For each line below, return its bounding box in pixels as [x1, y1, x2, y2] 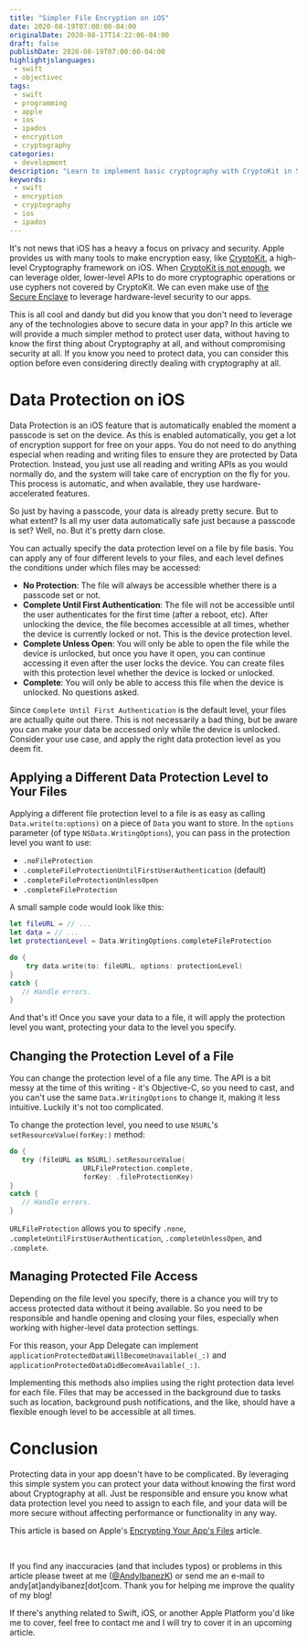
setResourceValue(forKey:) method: [9, 1129, 146, 1140]
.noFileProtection [22, 857, 93, 866]
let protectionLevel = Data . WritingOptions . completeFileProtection [9, 936, 272, 946]
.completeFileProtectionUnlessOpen [22, 876, 159, 885]
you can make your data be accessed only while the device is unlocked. [9, 723, 281, 734]
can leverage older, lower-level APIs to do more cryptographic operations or [9, 272, 296, 283]
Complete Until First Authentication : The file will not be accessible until [22, 599, 295, 610]
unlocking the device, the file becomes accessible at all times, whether [22, 618, 290, 629]
